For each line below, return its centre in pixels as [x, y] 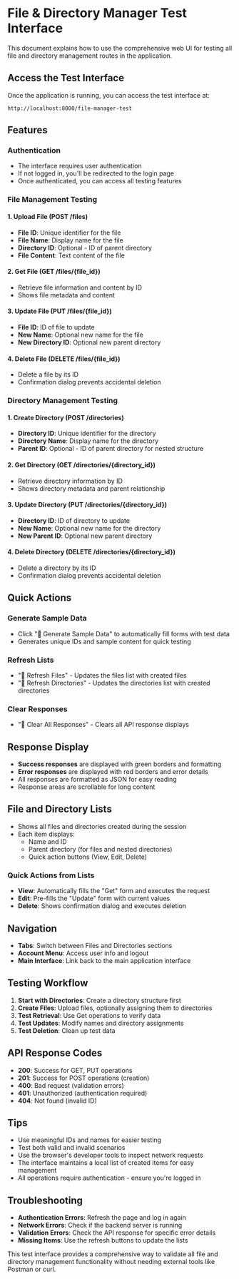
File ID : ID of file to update [56, 327]
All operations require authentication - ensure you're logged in [109, 1178]
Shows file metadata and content [66, 295]
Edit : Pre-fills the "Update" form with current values [94, 898]
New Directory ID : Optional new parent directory [89, 342]
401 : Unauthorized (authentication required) [82, 1093]
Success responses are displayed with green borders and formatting [119, 764]
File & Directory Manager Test [97, 13]
